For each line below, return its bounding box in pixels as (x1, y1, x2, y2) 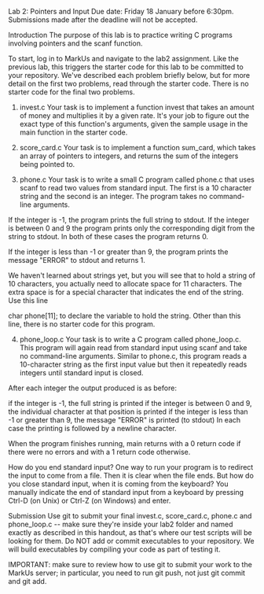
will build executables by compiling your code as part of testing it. (8, 544, 222, 554)
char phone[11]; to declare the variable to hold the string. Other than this (8, 311, 241, 320)
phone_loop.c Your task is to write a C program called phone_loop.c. (19, 334, 241, 344)
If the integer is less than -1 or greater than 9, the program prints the (8, 247, 229, 256)
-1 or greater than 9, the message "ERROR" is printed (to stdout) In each (8, 415, 241, 424)
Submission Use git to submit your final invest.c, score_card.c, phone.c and (8, 511, 252, 520)
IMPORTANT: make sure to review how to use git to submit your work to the (8, 560, 253, 569)
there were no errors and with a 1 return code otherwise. (8, 448, 191, 456)
